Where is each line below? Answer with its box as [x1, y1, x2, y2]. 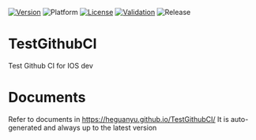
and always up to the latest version [43, 123, 157, 132]
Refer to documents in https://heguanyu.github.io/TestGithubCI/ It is [8, 114, 229, 123]
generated [8, 123, 42, 132]
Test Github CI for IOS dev [8, 61, 93, 70]
